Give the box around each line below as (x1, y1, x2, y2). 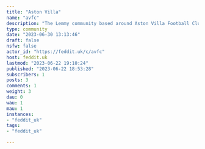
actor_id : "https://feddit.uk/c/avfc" (6, 49, 105, 55)
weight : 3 (6, 89, 32, 95)
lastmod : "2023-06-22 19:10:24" (6, 60, 88, 66)
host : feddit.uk (6, 54, 48, 60)
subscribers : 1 (6, 71, 45, 78)
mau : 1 (6, 105, 23, 112)
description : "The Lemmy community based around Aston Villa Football (6, 20, 190, 26)
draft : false (6, 37, 40, 43)
